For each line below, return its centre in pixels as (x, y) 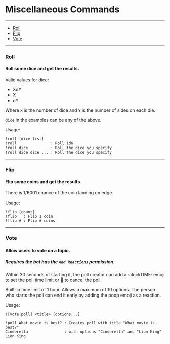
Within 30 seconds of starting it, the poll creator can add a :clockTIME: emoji (85, 274)
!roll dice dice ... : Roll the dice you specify (59, 153)
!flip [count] (20, 212)
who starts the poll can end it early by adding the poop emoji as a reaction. (83, 295)
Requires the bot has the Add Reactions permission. (60, 262)
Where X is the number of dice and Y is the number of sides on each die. (80, 110)
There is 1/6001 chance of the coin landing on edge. (59, 193)
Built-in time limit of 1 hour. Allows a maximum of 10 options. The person (80, 289)
